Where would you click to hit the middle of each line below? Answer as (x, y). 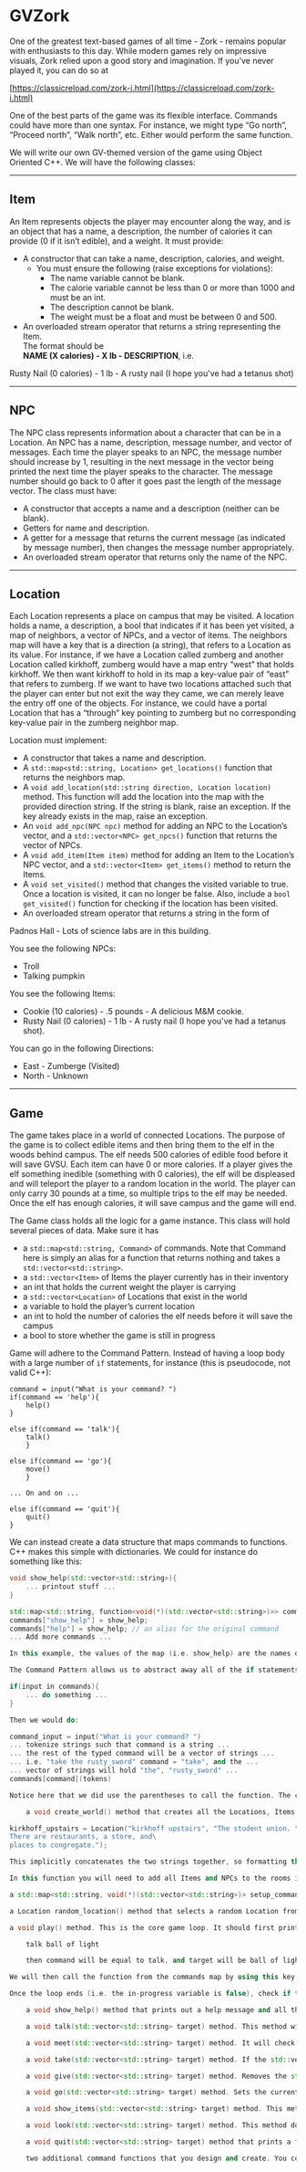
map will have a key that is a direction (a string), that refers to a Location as (150, 645)
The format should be (63, 346)
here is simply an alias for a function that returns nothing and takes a (151, 1258)
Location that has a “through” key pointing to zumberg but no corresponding (153, 713)
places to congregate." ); (58, 1845)
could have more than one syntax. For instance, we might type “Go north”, (148, 125)
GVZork (40, 16)
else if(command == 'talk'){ (65, 1430)
